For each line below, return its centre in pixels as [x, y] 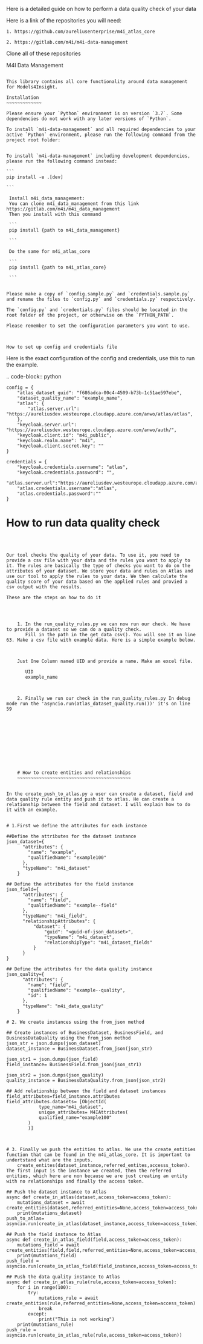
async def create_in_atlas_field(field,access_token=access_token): [94, 1240]
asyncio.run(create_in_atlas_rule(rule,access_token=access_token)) [94, 1335]
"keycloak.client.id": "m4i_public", [65, 435]
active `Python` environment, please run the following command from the [101, 135]
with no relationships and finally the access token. [76, 1181]
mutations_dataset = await [51, 1202]
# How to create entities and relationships [74, 773]
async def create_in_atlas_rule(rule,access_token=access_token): [92, 1282]
